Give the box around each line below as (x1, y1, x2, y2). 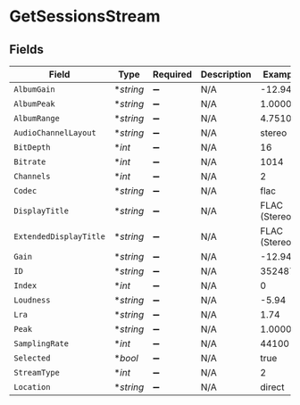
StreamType (13, 368, 60, 377)
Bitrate (13, 157, 46, 167)
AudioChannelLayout (13, 128, 96, 137)
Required (153, 69, 193, 80)
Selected (13, 353, 51, 363)
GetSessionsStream (9, 6, 161, 27)
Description (200, 69, 252, 80)
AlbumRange (13, 113, 60, 123)
